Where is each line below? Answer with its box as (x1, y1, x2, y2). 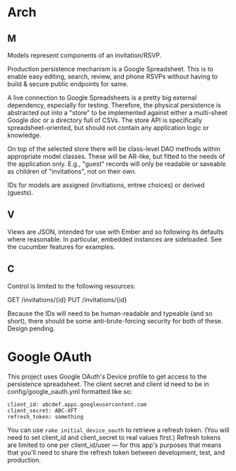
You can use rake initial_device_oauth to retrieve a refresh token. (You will (7, 425, 230, 434)
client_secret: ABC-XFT (7, 407, 78, 414)
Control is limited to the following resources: (7, 282, 136, 290)
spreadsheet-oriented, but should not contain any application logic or (7, 124, 210, 131)
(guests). (7, 189, 34, 196)
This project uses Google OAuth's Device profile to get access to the (7, 372, 207, 381)
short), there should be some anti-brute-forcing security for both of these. (7, 316, 224, 325)
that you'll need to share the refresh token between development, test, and (7, 448, 225, 456)
